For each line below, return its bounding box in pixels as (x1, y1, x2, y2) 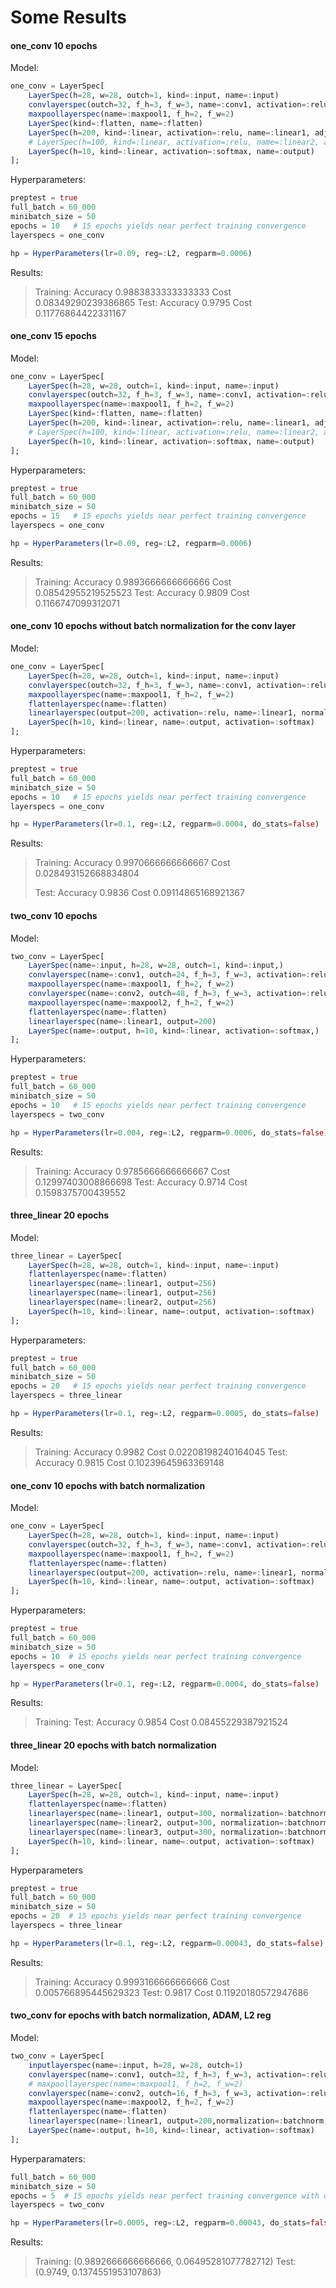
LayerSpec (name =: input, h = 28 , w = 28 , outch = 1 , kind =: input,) (28, 961, 284, 971)
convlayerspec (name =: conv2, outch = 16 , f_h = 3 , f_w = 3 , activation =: (28, 2088, 311, 2098)
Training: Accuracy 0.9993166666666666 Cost (34, 1976, 230, 1988)
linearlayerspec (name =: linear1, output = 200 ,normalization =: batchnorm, (28, 2116, 329, 2126)
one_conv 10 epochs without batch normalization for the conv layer (10, 620, 297, 632)
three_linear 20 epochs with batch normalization (10, 1739, 217, 1751)
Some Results (10, 6, 127, 29)
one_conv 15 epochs (10, 330, 97, 342)
